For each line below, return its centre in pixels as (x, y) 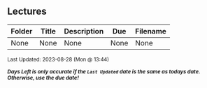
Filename (151, 31)
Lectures (27, 12)
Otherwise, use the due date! (43, 78)
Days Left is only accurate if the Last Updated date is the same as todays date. (104, 72)
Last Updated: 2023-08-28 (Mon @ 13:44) (58, 59)
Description (84, 31)
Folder (22, 31)
